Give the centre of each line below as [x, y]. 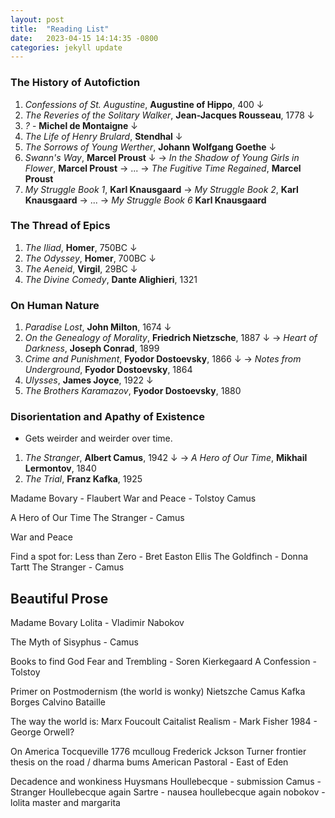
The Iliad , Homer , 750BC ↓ [81, 247]
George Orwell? [42, 732]
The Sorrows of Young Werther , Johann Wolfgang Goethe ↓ [150, 147]
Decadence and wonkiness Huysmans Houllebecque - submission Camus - [166, 782]
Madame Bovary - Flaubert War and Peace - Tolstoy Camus [133, 498]
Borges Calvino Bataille [58, 702]
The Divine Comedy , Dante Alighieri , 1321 [111, 279]
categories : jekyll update [66, 47]
